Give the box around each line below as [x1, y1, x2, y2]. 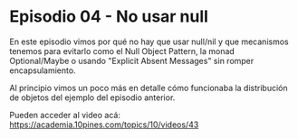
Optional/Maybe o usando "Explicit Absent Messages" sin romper [9, 55, 255, 66]
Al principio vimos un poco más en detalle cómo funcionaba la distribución [9, 82, 288, 93]
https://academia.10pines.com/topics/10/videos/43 [9, 119, 199, 130]
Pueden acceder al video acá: [9, 109, 120, 120]
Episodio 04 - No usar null [9, 6, 208, 27]
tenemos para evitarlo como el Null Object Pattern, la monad [9, 45, 236, 56]
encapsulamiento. [9, 65, 76, 76]
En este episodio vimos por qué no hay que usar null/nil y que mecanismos [9, 36, 289, 47]
